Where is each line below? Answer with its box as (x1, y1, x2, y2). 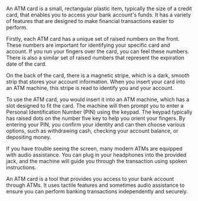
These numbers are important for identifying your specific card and (6, 41, 170, 48)
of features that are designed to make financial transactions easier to (6, 18, 174, 24)
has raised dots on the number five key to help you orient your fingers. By (6, 115, 186, 122)
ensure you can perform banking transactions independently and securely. (6, 188, 188, 194)
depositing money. (6, 134, 51, 141)
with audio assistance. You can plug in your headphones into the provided (6, 151, 187, 158)
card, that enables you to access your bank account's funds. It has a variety (6, 11, 191, 18)
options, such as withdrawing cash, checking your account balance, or (6, 127, 178, 134)
